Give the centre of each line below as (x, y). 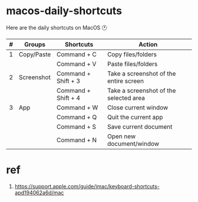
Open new (121, 136)
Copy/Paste (35, 54)
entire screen (126, 81)
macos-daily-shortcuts (64, 11)
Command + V (77, 64)
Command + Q (77, 117)
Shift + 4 (69, 97)
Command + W (77, 107)
